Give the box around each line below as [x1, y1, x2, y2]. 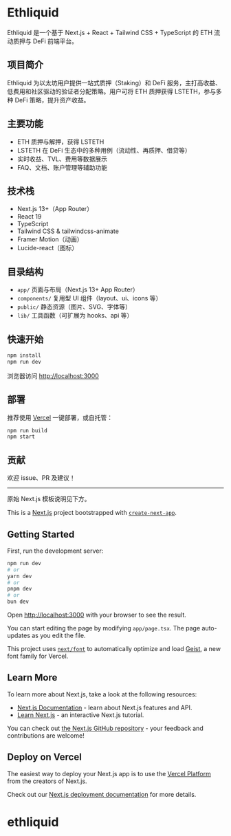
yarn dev [7, 573, 32, 580]
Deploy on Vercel [7, 751, 82, 763]
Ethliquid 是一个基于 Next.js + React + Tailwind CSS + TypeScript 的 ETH [7, 28, 213, 36]
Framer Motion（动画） [16, 235, 84, 243]
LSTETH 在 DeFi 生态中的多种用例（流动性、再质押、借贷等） [16, 146, 191, 154]
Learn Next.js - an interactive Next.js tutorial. [16, 710, 144, 719]
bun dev [7, 598, 30, 606]
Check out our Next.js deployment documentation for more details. [7, 790, 197, 798]
